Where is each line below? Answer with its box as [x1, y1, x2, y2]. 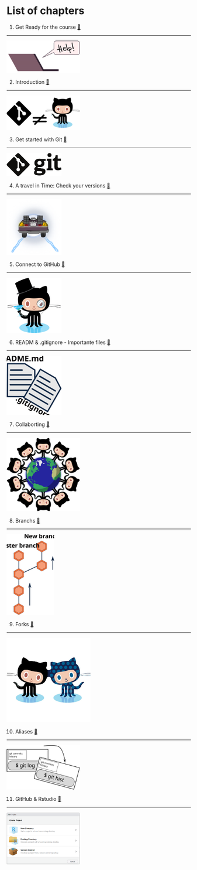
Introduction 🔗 [15, 79, 50, 86]
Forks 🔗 [15, 621, 34, 628]
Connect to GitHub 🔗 [15, 261, 65, 268]
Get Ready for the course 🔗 [15, 23, 81, 30]
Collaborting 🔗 [15, 421, 50, 428]
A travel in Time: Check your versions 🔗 [15, 182, 110, 189]
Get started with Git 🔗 [15, 136, 67, 143]
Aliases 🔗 [15, 728, 38, 735]
